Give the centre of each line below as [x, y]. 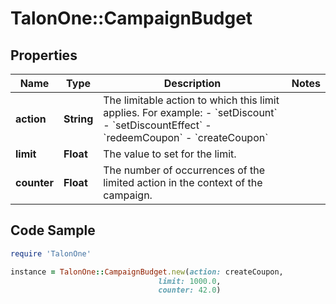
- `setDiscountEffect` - [157, 125]
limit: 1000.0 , [190, 281]
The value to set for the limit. [170, 154]
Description [192, 83]
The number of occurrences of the [184, 170]
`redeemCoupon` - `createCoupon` [186, 137]
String [78, 119]
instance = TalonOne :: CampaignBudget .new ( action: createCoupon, [147, 272]
